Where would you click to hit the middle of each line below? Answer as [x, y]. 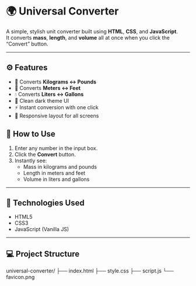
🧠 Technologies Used [45, 203]
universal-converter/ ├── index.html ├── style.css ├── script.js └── [90, 271]
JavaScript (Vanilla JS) [42, 229]
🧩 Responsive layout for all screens [57, 116]
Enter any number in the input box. [56, 148]
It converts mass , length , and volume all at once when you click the [88, 37]
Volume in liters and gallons [56, 179]
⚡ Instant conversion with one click [57, 107]
